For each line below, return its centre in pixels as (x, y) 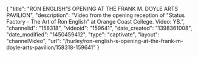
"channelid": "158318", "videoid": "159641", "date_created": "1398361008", (99, 28)
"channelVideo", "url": (34, 41)
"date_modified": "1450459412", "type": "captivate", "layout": (83, 35)
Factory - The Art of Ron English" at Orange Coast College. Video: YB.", (96, 22)
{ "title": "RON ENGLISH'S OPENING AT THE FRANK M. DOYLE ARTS (92, 9)
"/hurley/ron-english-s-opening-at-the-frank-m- (123, 41)
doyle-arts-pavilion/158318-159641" (51, 47)
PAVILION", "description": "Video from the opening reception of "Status (96, 15)
